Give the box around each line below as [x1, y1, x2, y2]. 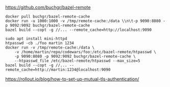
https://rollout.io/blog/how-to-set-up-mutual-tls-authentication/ [5, 76, 139, 82]
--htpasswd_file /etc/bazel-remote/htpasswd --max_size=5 [14, 58, 140, 63]
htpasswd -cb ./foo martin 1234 [5, 40, 74, 46]
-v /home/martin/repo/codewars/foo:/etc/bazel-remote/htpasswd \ [14, 50, 157, 55]
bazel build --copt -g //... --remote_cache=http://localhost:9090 [5, 27, 152, 32]
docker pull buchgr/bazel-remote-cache [5, 14, 90, 19]
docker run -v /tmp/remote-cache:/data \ [5, 45, 95, 50]
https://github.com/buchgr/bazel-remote [5, 5, 91, 10]
